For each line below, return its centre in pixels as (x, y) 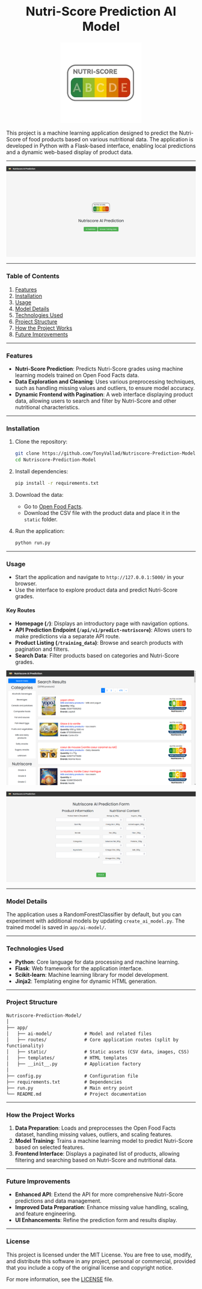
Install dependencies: (41, 472)
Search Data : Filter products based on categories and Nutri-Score (97, 656)
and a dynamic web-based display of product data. (70, 152)
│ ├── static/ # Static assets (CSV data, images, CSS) (98, 1052)
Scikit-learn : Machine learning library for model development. (92, 974)
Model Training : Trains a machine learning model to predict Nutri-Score (104, 1141)
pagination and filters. (42, 649)
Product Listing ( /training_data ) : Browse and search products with (99, 643)
